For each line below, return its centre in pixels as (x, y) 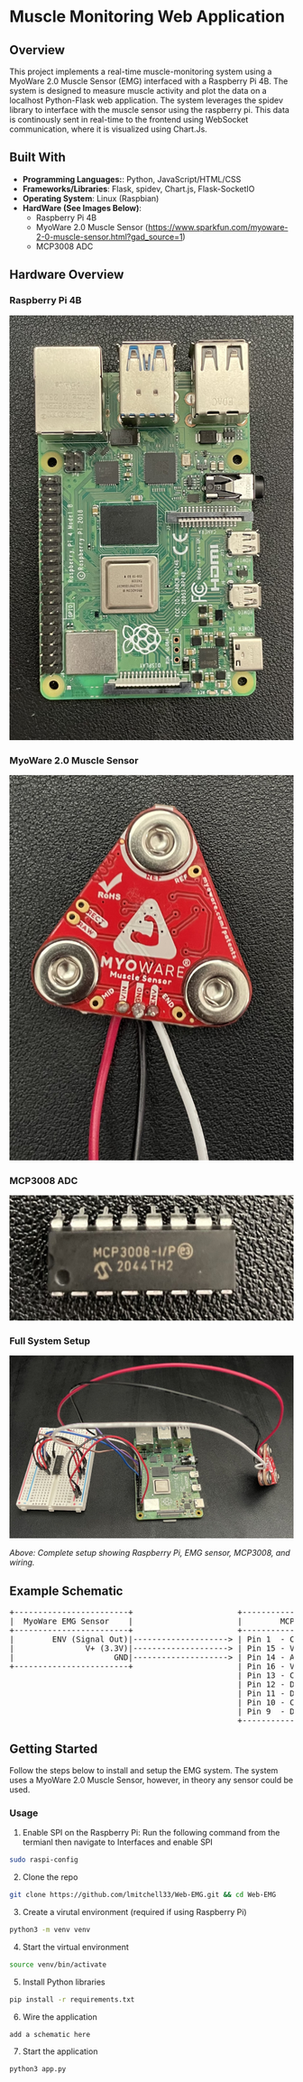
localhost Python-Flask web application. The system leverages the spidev (147, 100)
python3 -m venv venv (50, 1929)
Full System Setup (50, 1340)
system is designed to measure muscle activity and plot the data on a (138, 91)
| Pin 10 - (262, 1703)
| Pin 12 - (262, 1684)
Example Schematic (66, 1591)
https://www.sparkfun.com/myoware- (218, 227)
